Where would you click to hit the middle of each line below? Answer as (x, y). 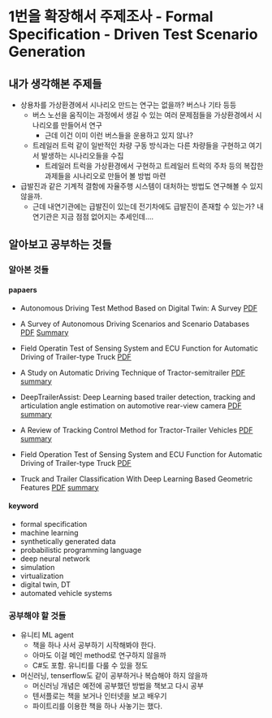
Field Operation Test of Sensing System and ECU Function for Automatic (141, 454)
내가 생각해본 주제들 (55, 83)
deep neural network (55, 559)
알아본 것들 (29, 270)
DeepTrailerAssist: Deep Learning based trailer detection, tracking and (138, 397)
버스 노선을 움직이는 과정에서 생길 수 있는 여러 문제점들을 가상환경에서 (143, 115)
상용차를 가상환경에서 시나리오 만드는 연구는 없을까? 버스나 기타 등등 (128, 105)
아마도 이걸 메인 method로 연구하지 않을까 (99, 655)
